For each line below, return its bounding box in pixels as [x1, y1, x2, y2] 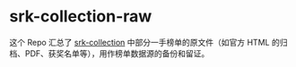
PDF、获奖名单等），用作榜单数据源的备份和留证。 [24, 47, 210, 59]
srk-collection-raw [9, 6, 152, 27]
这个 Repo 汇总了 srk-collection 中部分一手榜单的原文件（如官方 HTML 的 [9, 37, 280, 47]
